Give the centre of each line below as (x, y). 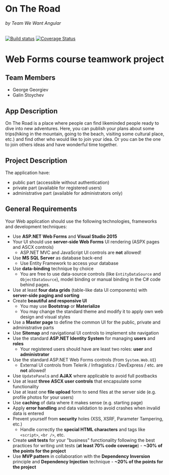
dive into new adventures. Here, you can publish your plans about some (80, 129)
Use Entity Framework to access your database (69, 263)
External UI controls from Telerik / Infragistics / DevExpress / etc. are (91, 365)
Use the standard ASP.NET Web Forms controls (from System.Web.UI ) (84, 359)
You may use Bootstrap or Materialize (60, 306)
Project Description (36, 160)
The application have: (28, 173)
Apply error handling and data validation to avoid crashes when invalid (86, 408)
